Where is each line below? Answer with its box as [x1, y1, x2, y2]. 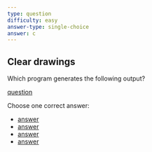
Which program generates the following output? [7, 74, 146, 83]
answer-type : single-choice [7, 23, 90, 30]
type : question [7, 10, 52, 18]
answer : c [7, 29, 36, 37]
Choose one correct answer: [7, 102, 90, 110]
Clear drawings [7, 55, 76, 67]
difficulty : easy [7, 17, 58, 24]
